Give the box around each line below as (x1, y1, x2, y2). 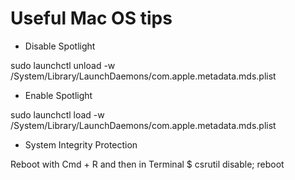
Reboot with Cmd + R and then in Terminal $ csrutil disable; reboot (10, 158, 285, 170)
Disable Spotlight (24, 40, 96, 52)
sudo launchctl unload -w (10, 59, 116, 71)
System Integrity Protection (24, 138, 138, 151)
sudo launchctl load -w (10, 108, 105, 121)
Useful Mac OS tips (10, 7, 173, 30)
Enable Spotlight (24, 89, 93, 101)
